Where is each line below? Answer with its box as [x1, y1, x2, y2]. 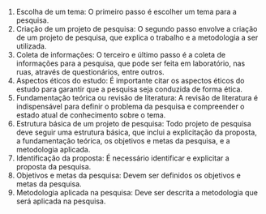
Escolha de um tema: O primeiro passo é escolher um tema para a [15, 7, 237, 16]
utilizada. [15, 41, 47, 51]
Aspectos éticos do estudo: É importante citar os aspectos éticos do [15, 76, 245, 85]
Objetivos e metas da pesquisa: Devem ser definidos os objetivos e [15, 170, 241, 180]
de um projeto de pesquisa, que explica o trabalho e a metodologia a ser [15, 32, 259, 42]
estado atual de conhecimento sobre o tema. [15, 110, 166, 120]
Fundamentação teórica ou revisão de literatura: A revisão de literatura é [15, 93, 259, 102]
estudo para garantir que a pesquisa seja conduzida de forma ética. [15, 84, 243, 94]
